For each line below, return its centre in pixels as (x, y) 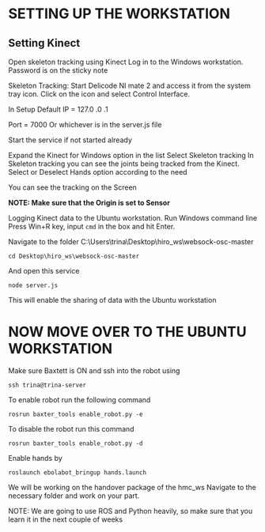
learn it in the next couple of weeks (66, 519)
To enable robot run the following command (79, 399)
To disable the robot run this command (71, 428)
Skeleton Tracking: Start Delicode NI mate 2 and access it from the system (129, 85)
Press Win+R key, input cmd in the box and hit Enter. (92, 226)
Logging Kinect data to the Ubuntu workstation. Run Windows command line (133, 218)
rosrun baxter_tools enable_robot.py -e (76, 414)
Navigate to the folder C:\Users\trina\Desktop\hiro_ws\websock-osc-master (131, 241)
